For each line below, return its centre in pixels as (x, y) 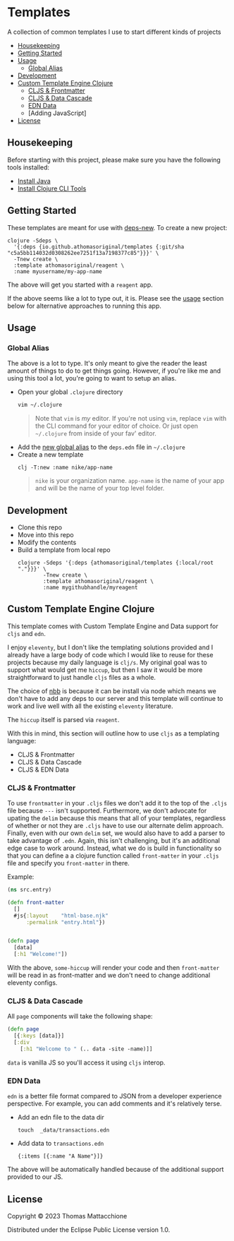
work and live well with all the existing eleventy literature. (90, 706)
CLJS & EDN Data (43, 769)
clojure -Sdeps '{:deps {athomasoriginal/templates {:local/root (115, 563)
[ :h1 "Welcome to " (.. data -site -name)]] (86, 1049)
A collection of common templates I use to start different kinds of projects (114, 32)
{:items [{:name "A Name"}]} (60, 1156)
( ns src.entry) (30, 890)
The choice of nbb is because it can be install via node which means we (112, 691)
